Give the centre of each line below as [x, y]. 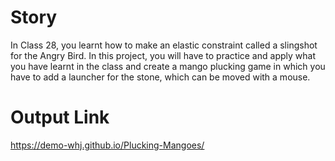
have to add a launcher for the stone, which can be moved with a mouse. [160, 77]
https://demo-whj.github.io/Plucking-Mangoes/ [107, 145]
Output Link [60, 117]
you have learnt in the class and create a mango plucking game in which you [168, 66]
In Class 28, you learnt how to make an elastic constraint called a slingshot [164, 45]
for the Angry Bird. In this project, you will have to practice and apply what [163, 55]
